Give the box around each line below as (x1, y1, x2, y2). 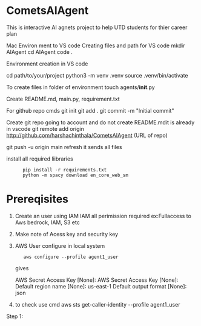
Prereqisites (6, 192, 68, 206)
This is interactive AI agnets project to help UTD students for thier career (6, 24, 188, 31)
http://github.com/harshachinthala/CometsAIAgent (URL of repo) (6, 131, 168, 139)
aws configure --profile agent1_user (23, 254, 119, 260)
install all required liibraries (6, 155, 74, 162)
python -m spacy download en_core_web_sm (22, 172, 129, 178)
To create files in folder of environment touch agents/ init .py (6, 83, 156, 91)
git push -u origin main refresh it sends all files (6, 143, 122, 150)
